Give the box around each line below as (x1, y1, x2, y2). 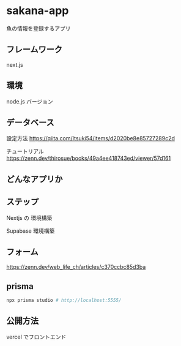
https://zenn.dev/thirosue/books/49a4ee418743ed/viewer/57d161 (6, 154, 171, 162)
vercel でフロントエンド (6, 333, 67, 340)
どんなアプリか (6, 174, 63, 184)
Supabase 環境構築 (6, 227, 55, 235)
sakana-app (6, 4, 69, 18)
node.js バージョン (6, 97, 53, 105)
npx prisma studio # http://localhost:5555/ (6, 298, 122, 304)
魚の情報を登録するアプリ (6, 24, 71, 32)
